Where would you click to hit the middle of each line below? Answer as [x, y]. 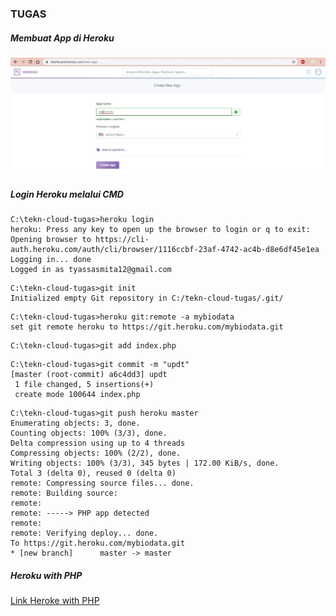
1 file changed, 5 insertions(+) [84, 385]
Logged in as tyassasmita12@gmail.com [91, 270]
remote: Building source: [64, 493]
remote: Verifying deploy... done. [84, 533]
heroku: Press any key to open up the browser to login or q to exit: [160, 230]
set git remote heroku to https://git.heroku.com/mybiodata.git [147, 327]
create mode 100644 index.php [77, 395]
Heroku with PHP [46, 575]
